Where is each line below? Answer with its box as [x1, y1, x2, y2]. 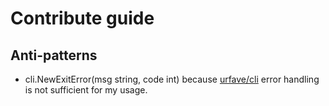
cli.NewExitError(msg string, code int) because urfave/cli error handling [24, 73, 320, 85]
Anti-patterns [10, 47, 98, 64]
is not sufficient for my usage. [24, 84, 148, 96]
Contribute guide [10, 7, 155, 30]
